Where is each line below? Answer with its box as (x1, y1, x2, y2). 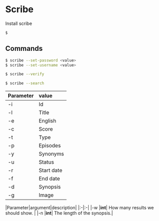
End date (38, 175, 60, 182)
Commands (5, 44, 43, 53)
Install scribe (5, 20, 32, 26)
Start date (38, 167, 63, 174)
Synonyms (38, 150, 64, 157)
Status (38, 159, 55, 166)
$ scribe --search (5, 81, 44, 86)
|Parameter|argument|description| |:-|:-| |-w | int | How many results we (5, 205, 154, 211)
